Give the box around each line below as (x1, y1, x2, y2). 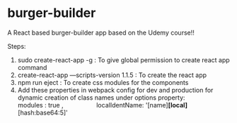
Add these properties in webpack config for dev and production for (17, 86, 214, 94)
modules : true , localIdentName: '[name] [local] (17, 100, 188, 109)
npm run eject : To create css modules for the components (17, 78, 189, 86)
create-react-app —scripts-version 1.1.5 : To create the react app (17, 71, 207, 79)
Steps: (7, 42, 26, 50)
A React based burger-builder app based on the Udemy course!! (7, 28, 195, 37)
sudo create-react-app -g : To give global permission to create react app (17, 55, 230, 64)
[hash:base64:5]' (17, 108, 69, 117)
